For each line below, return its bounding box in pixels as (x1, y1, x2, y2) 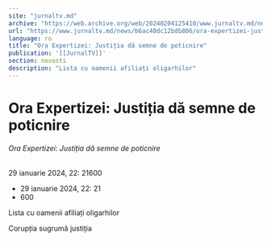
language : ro (8, 34, 52, 43)
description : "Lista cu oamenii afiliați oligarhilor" (8, 64, 197, 73)
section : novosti (8, 57, 67, 65)
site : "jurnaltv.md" (8, 11, 78, 20)
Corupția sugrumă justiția (8, 223, 93, 234)
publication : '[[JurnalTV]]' (8, 49, 106, 57)
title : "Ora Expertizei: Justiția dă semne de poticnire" (8, 42, 207, 50)
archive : (8, 19, 38, 27)
